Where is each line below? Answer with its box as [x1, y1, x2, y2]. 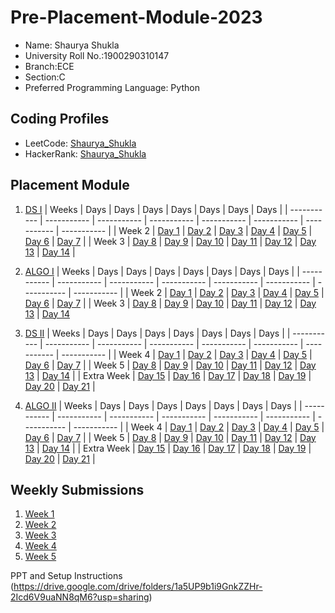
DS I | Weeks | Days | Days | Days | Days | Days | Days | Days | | [24, 203, 288, 215]
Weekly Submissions [10, 481, 145, 498]
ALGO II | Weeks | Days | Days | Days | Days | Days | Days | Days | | [24, 399, 303, 411]
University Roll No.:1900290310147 [24, 49, 170, 61]
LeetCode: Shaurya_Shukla [24, 137, 137, 149]
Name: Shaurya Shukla [24, 39, 120, 51]
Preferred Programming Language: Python [24, 81, 200, 93]
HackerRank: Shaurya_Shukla [24, 147, 147, 160]
